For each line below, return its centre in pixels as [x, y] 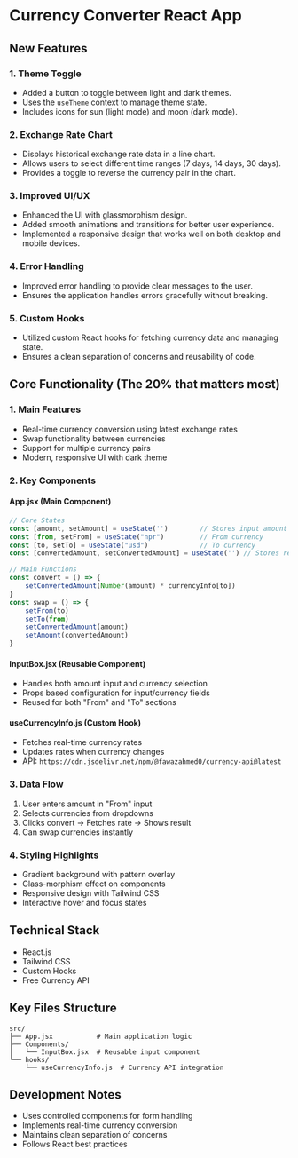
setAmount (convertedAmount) [77, 636]
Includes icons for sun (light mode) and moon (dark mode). [129, 111]
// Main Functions [43, 569]
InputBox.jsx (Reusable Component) [78, 663]
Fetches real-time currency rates [82, 742]
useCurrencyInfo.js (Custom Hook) [75, 722]
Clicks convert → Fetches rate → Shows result [106, 822]
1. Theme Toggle [45, 74]
